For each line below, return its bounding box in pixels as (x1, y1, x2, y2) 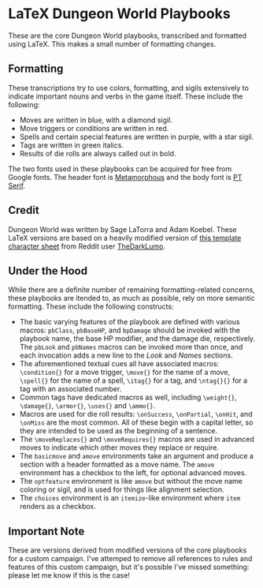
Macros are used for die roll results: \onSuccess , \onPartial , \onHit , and (19, 410, 254, 419)
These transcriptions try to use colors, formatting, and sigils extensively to (8, 83, 250, 92)
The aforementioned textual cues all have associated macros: (19, 359, 220, 369)
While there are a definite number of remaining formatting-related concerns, (8, 285, 256, 294)
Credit (8, 204, 39, 217)
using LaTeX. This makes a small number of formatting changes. (8, 39, 217, 48)
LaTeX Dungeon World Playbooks (8, 5, 231, 23)
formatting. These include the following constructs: (8, 301, 174, 312)
